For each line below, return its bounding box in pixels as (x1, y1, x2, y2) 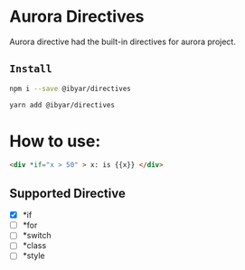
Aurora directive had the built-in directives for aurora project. (9, 36, 237, 47)
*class (22, 240, 47, 251)
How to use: (9, 131, 101, 151)
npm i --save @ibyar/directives (9, 84, 131, 93)
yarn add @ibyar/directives (9, 100, 116, 109)
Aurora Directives (9, 6, 145, 27)
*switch (22, 230, 52, 241)
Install (9, 62, 52, 76)
